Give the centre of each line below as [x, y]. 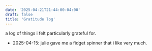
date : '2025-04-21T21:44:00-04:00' [43, 10]
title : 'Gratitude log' [31, 19]
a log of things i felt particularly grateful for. [51, 33]
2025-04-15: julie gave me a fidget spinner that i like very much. [80, 43]
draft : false [19, 14]
